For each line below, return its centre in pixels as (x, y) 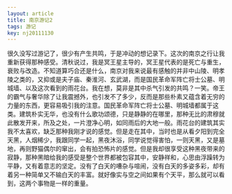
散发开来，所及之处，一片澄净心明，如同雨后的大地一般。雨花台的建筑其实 (119, 123)
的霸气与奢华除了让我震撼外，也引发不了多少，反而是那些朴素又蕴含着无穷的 (116, 97)
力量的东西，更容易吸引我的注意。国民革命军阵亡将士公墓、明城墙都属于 (110, 105)
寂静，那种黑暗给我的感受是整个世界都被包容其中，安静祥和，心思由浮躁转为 (116, 157)
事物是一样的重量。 (64, 184)
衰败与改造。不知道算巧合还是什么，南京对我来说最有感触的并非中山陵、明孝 (116, 71)
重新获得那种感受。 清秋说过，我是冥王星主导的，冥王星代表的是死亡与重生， (116, 62)
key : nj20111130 (30, 33)
